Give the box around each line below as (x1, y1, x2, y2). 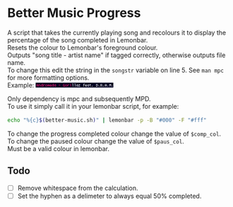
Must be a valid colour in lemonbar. (7, 144, 109, 153)
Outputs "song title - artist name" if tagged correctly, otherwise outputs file (7, 51, 226, 59)
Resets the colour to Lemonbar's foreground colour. (7, 43, 158, 52)
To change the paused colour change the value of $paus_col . (7, 136, 185, 146)
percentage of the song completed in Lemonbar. (7, 35, 148, 44)
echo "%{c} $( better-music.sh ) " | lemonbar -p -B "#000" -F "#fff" (7, 117, 207, 124)
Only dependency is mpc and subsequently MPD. (7, 94, 151, 103)
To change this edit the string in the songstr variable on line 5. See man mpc (7, 66, 225, 74)
